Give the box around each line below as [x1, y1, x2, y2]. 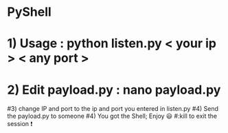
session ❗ [7, 120, 33, 128]
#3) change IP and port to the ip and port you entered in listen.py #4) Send [7, 105, 218, 113]
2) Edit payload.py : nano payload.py [7, 82, 221, 97]
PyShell [7, 4, 52, 20]
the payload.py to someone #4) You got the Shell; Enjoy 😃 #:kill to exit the [7, 112, 218, 121]
